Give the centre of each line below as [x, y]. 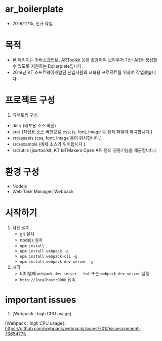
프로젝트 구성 [30, 100]
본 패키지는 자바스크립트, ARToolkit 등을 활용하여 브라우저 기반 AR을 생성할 [85, 60]
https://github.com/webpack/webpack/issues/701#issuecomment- [73, 328]
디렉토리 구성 [25, 115]
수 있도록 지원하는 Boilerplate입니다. [47, 66]
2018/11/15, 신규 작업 [33, 23]
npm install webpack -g [44, 251]
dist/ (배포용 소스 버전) [34, 125]
